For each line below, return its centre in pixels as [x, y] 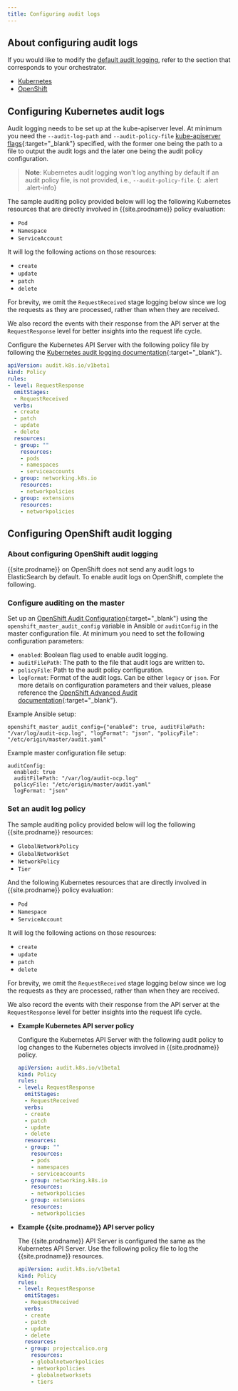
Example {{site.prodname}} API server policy [86, 1227]
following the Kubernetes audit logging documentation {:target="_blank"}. [115, 353]
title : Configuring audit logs [54, 14]
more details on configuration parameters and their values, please [114, 686]
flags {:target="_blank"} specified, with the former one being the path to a [115, 144]
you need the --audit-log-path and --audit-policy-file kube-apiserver [114, 136]
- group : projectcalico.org [66, 1349]
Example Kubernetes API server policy [76, 1025]
